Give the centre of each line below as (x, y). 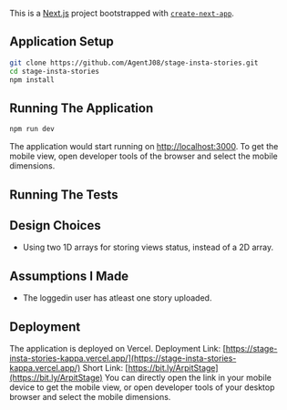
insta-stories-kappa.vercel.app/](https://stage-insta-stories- (123, 358)
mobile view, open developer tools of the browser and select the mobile (143, 156)
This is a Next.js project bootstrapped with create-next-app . (122, 13)
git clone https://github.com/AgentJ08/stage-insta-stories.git (134, 63)
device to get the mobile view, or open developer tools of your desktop (142, 387)
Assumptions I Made (69, 276)
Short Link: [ (106, 367)
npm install (32, 80)
